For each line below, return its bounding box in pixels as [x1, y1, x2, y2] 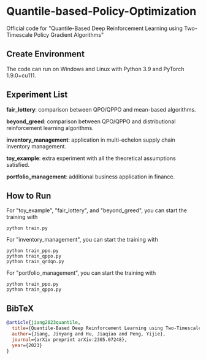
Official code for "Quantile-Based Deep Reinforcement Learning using [6, 25, 183, 32]
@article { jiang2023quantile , [6, 320, 81, 326]
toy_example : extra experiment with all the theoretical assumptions [6, 155, 176, 162]
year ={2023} [12, 342, 43, 348]
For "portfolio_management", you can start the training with [6, 269, 156, 277]
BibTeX [6, 303, 34, 313]
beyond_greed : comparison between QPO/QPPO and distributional [6, 118, 176, 125]
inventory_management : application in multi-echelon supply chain [6, 136, 176, 144]
